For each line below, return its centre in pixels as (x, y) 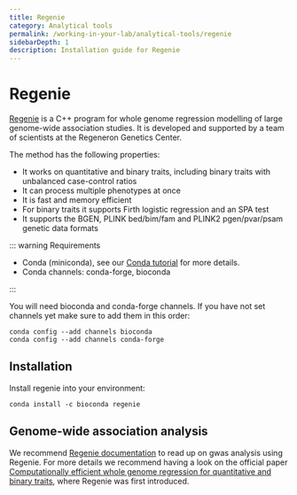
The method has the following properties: (85, 155)
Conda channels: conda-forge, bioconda (96, 272)
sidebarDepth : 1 (39, 42)
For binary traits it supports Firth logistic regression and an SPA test (145, 210)
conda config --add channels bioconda (81, 332)
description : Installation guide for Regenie (94, 50)
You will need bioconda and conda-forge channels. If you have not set (137, 306)
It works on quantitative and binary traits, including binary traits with (146, 172)
